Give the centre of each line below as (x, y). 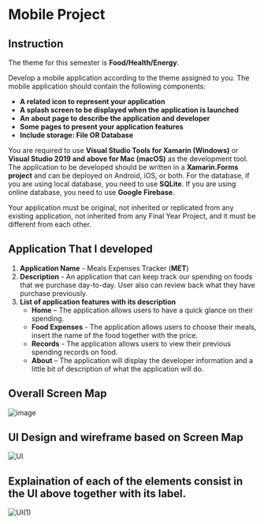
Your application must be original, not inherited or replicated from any (121, 208)
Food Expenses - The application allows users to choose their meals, (144, 327)
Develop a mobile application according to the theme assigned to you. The (129, 78)
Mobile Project (57, 15)
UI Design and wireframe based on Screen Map (126, 438)
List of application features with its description (97, 301)
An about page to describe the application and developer (115, 118)
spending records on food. (74, 352)
